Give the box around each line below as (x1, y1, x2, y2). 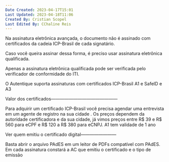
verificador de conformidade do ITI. (5, 71, 79, 77)
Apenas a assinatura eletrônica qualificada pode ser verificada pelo (5, 66, 146, 72)
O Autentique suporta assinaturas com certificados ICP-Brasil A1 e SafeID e (5, 81, 162, 87)
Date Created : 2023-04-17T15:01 (5, 7, 73, 13)
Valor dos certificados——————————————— (5, 96, 118, 102)
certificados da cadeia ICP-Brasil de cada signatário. (5, 41, 115, 47)
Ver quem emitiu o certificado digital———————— (5, 132, 116, 138)
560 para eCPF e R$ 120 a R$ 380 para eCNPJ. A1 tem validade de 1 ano (5, 122, 156, 128)
